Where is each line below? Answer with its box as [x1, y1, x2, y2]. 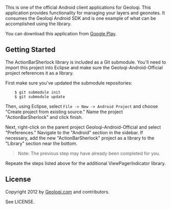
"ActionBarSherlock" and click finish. [5, 114, 83, 120]
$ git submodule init [14, 90, 60, 95]
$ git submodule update [14, 94, 66, 99]
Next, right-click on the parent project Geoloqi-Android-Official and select [5, 124, 161, 130]
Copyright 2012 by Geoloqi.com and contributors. [5, 189, 110, 195]
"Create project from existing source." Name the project [5, 109, 123, 115]
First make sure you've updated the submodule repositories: [5, 79, 133, 86]
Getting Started [5, 46, 56, 54]
